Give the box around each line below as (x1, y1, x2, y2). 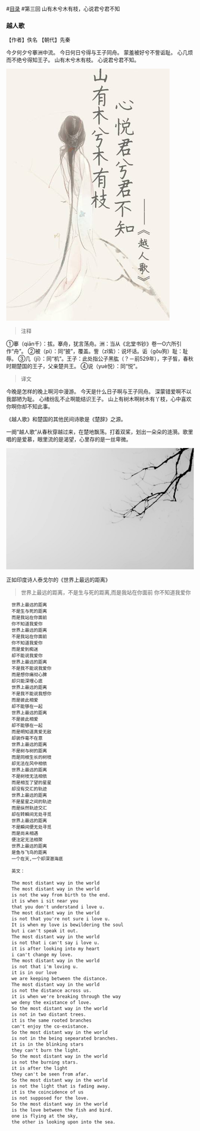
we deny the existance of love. (11, 1000, 92, 1006)
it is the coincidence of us (11, 1089, 84, 1095)
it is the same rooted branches (11, 1017, 92, 1023)
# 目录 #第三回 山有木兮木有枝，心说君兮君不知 (6, 5, 120, 12)
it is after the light (11, 1065, 68, 1071)
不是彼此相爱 (11, 716, 39, 722)
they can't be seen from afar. (11, 1071, 89, 1077)
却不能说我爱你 (11, 653, 43, 659)
